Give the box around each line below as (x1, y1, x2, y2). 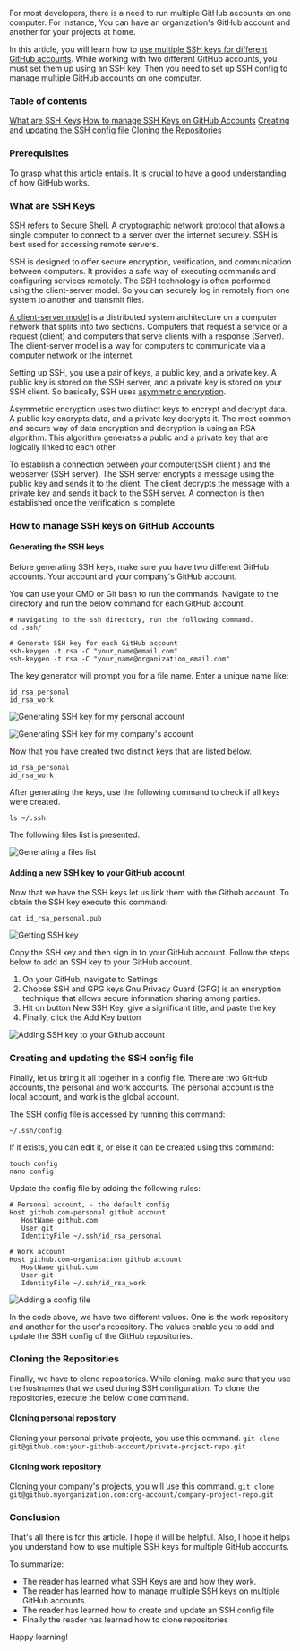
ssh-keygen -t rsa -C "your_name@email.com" (9, 647, 178, 656)
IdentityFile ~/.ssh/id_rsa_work (21, 1278, 146, 1287)
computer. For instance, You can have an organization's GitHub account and (9, 17, 291, 28)
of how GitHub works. (9, 177, 90, 187)
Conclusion (9, 1511, 61, 1524)
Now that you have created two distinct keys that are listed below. (9, 746, 253, 756)
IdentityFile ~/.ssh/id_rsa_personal (21, 1232, 163, 1240)
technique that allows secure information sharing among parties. (21, 993, 261, 1004)
